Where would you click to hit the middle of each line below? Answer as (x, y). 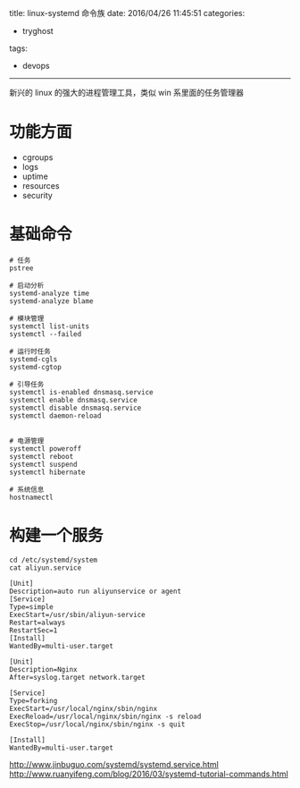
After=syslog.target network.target (77, 677)
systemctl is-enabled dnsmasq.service (81, 392)
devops (36, 66)
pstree (21, 268)
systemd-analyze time (50, 293)
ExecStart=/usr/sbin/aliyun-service (77, 614)
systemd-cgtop (36, 367)
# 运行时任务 (30, 352)
